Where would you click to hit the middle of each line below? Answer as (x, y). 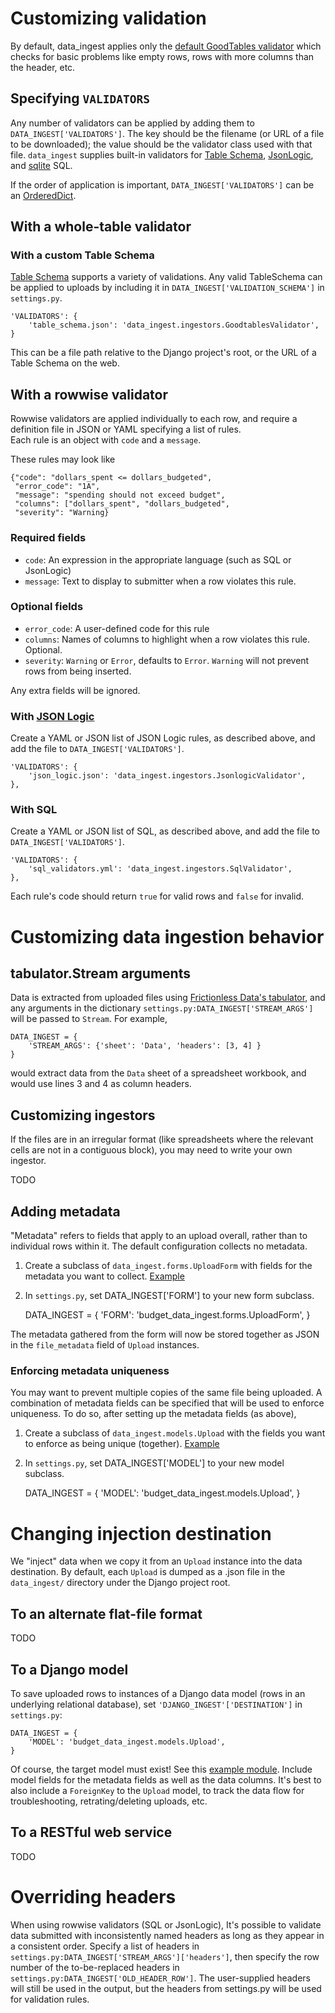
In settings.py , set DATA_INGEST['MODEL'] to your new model (154, 1463)
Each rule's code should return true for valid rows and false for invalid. (157, 896)
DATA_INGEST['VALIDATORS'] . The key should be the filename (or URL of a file (167, 133)
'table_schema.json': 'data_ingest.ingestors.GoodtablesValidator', (174, 325)
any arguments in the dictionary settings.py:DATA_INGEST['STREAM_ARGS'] (162, 1008)
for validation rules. (50, 1999)
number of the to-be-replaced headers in (95, 1967)
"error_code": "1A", (57, 487)
